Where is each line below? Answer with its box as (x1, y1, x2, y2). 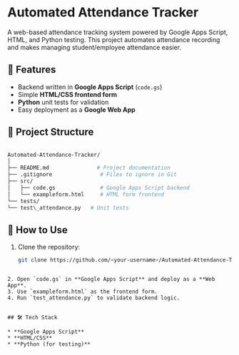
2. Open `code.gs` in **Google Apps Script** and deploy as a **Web (7, 276, 215, 283)
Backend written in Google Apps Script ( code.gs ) (17, 83, 163, 91)
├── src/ (7, 177, 34, 185)
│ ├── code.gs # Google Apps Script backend (7, 184, 190, 191)
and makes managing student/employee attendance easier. (7, 43, 182, 51)
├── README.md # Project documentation (7, 165, 171, 172)
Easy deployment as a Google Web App (17, 105, 136, 114)
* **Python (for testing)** (7, 341, 91, 348)
